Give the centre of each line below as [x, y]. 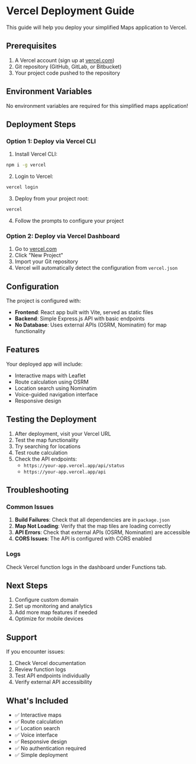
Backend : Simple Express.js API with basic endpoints [80, 318]
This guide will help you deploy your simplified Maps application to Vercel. [97, 27]
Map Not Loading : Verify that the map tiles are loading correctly [93, 526]
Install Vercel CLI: [36, 154]
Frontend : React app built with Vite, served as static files [84, 312]
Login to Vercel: [34, 177]
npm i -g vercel [26, 165]
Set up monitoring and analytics [54, 606]
